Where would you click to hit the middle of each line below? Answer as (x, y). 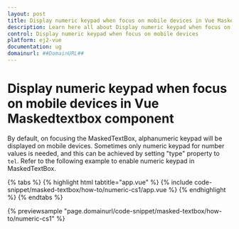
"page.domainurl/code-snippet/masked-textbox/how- (143, 211)
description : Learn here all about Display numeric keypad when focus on (119, 27)
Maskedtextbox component (91, 119)
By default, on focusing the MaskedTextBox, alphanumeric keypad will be (115, 138)
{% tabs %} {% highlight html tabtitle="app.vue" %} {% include (100, 182)
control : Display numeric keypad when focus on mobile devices (103, 34)
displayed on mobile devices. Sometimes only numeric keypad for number (116, 145)
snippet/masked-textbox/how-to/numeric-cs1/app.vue (87, 189)
